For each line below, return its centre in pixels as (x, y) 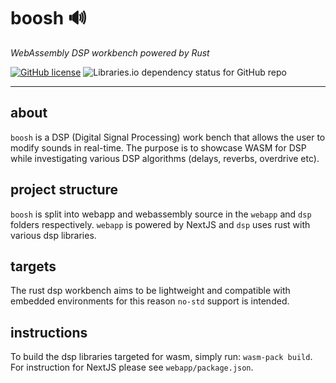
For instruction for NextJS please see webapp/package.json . (132, 367)
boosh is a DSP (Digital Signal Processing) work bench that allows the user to (168, 137)
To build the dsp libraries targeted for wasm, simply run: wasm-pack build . (161, 357)
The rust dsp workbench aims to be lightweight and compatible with (150, 291)
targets (33, 266)
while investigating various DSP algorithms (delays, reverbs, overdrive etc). (165, 158)
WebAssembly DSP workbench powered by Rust (110, 52)
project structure (64, 190)
